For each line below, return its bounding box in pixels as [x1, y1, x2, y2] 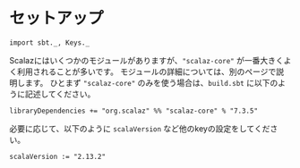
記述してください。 [24, 88, 96, 99]
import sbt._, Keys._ [9, 38, 90, 47]
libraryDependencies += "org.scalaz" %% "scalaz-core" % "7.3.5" [9, 106, 258, 115]
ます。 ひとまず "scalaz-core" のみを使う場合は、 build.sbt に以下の [24, 77, 279, 88]
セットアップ [9, 8, 105, 29]
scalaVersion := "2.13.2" [9, 152, 106, 161]
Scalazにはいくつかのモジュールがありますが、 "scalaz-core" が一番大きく [9, 55, 284, 65]
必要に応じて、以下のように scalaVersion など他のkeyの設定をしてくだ [9, 122, 270, 134]
